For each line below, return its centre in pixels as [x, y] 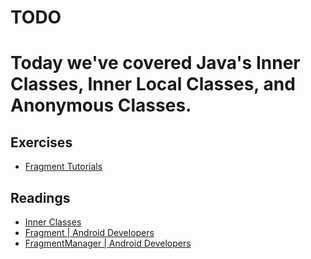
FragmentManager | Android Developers [108, 243]
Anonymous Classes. [101, 105]
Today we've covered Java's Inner [155, 63]
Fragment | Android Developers [89, 232]
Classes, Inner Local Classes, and [153, 84]
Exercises [41, 142]
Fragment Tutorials [63, 167]
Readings [40, 197]
